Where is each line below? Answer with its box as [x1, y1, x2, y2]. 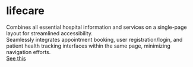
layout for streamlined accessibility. [6, 29, 93, 36]
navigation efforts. [6, 48, 51, 55]
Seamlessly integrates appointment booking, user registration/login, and [6, 36, 183, 43]
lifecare [6, 4, 45, 18]
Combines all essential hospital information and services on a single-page [6, 24, 187, 31]
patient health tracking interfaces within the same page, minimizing [6, 42, 171, 49]
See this [6, 55, 26, 62]
